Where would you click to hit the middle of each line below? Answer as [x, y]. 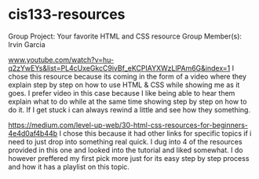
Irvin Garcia [27, 44]
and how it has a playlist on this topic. [69, 166]
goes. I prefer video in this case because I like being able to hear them [122, 93]
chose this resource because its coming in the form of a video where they [128, 76]
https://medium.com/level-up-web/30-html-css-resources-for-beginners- [128, 125]
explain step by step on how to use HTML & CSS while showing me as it [124, 85]
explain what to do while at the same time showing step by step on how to [128, 101]
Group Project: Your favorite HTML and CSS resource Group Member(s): [125, 36]
